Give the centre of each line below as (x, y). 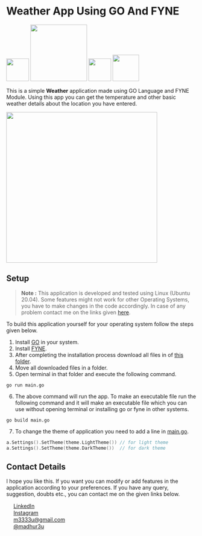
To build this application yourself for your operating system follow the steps (100, 324)
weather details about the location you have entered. (72, 103)
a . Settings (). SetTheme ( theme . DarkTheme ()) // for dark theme (86, 448)
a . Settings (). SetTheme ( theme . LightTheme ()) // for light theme (87, 442)
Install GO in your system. (47, 342)
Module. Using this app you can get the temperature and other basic (91, 97)
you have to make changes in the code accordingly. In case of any (103, 306)
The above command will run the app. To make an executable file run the (106, 396)
